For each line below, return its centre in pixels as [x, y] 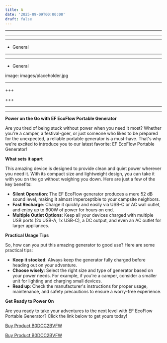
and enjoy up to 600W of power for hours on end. [63, 210]
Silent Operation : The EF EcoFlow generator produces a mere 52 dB [83, 194]
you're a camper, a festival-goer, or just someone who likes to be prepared [82, 133]
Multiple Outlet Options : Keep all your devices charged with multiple [83, 215]
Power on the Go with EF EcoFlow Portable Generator [61, 119]
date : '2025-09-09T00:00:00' [35, 14]
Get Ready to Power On [30, 301]
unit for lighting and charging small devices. [57, 281]
